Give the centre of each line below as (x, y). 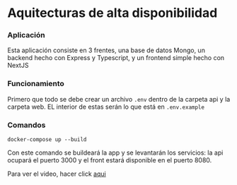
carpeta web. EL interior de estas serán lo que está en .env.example (106, 107)
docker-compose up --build (47, 140)
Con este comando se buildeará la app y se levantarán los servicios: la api (115, 153)
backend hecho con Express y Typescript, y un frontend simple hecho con (116, 58)
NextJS (18, 66)
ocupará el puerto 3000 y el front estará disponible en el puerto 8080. (110, 160)
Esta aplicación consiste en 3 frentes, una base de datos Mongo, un (106, 50)
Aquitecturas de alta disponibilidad (112, 13)
